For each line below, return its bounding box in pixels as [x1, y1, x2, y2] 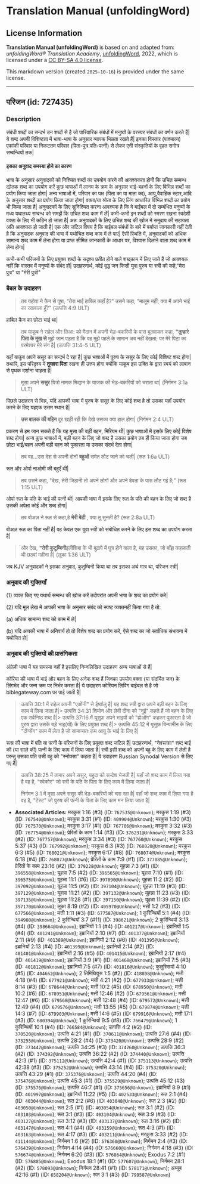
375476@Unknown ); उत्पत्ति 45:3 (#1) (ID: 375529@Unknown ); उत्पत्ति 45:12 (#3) [14, 1077, 185, 1084]
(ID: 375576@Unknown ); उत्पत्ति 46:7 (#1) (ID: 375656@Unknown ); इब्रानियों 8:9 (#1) [14, 1084, 191, 1091]
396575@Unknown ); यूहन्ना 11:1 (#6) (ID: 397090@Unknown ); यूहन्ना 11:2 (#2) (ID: [14, 876, 185, 883]
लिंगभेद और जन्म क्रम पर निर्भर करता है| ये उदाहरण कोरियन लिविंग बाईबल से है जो [6, 682, 159, 689]
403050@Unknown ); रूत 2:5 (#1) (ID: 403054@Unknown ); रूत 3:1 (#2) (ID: [14, 1103, 175, 1111]
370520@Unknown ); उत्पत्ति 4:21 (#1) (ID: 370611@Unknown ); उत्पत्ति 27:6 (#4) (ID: [14, 1030, 192, 1037]
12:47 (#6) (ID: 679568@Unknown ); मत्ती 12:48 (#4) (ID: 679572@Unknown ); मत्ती [14, 996, 189, 1003]
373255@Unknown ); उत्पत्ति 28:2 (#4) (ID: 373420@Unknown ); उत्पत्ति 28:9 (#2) [14, 1037, 185, 1044]
